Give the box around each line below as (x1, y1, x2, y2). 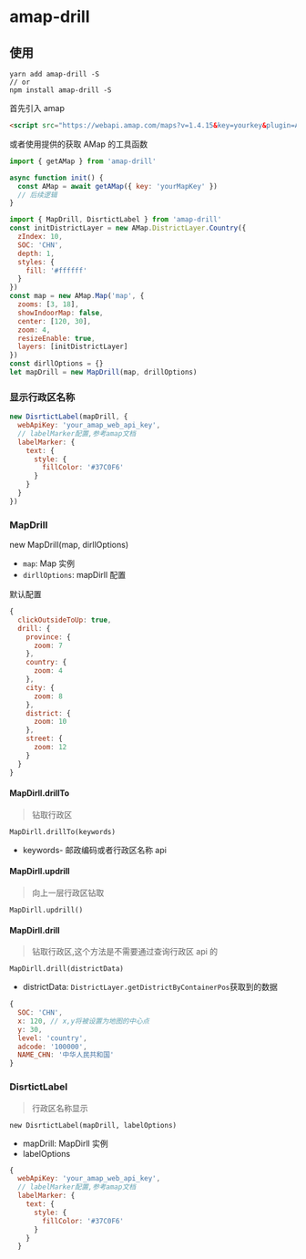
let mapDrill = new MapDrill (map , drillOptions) (9, 367, 198, 377)
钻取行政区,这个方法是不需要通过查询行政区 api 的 (31, 946, 219, 957)
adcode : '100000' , (17, 1042, 88, 1051)
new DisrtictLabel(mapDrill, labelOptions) (9, 1120, 178, 1130)
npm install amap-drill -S (9, 86, 112, 95)
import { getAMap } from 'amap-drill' (9, 157, 157, 166)
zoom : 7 (33, 641, 64, 650)
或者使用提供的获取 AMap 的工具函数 (9, 139, 148, 150)
